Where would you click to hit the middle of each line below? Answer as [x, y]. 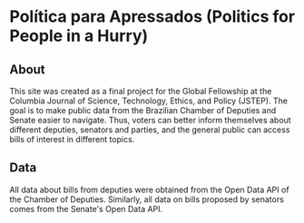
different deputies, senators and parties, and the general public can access [150, 130]
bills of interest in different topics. [72, 139]
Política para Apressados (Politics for [152, 17]
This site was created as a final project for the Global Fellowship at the [141, 91]
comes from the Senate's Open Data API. [86, 208]
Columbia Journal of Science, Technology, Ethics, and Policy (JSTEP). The [149, 101]
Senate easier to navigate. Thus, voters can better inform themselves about [151, 120]
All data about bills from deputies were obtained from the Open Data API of [149, 189]
